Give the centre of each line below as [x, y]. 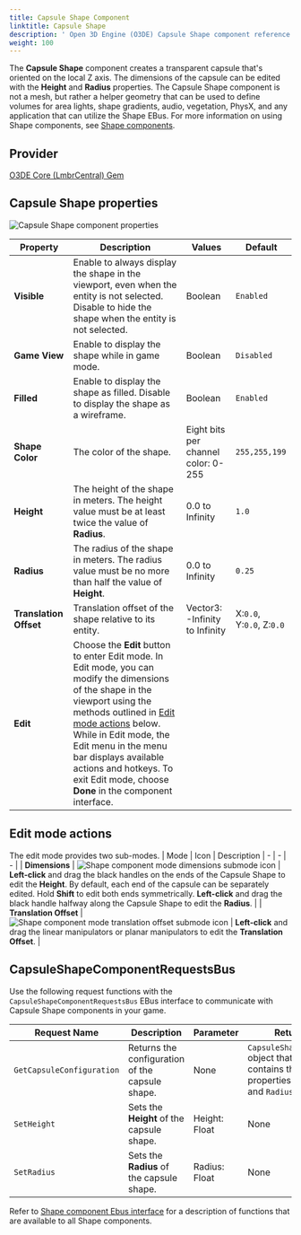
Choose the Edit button [122, 644]
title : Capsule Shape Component [69, 18]
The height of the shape [124, 488]
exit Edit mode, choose [121, 779]
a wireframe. [99, 415]
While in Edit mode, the [121, 734]
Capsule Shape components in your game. [88, 1010]
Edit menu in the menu [120, 746]
